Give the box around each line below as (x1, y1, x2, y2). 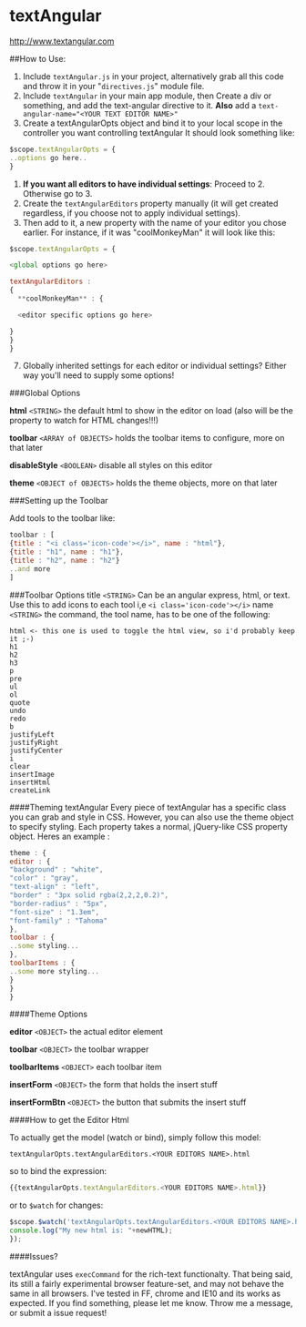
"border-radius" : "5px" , (9, 899, 107, 908)
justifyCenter (9, 746, 64, 755)
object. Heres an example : (9, 831, 110, 842)
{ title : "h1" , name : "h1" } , (9, 547, 125, 556)
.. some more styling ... (9, 966, 100, 975)
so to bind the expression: (9, 1166, 107, 1177)
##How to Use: (9, 53, 66, 64)
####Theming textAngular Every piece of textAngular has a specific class (9, 801, 287, 812)
